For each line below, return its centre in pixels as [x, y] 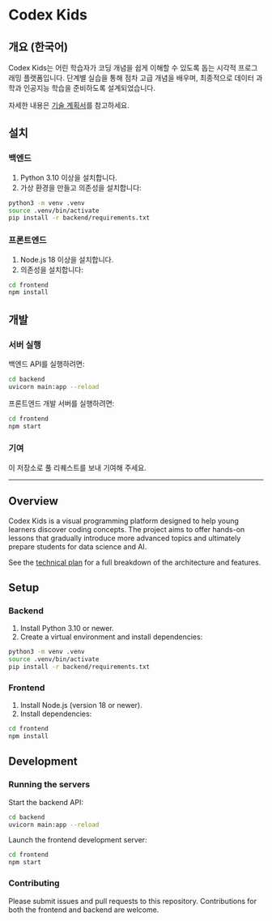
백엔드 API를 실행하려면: [47, 364]
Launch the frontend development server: [78, 840]
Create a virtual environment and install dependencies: [111, 637]
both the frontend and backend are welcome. [84, 910]
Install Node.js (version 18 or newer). [81, 706]
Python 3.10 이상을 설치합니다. [68, 177]
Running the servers [49, 785]
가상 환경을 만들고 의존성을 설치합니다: [81, 187]
